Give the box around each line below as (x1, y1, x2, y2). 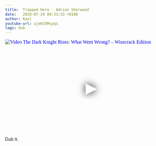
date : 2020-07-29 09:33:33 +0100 (5, 12, 78, 17)
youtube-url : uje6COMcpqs (5, 21, 58, 26)
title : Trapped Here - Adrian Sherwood (5, 7, 90, 12)
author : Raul (5, 16, 32, 21)
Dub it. (5, 136, 19, 142)
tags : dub (5, 26, 26, 31)
